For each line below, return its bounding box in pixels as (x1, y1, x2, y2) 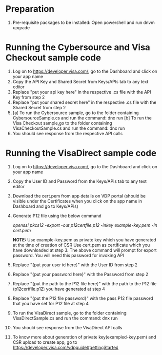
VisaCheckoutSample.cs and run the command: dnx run (12, 125, 125, 131)
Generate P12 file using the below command (12, 213, 101, 218)
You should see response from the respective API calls (12, 130, 123, 136)
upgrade (12, 24, 30, 30)
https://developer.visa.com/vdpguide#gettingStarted (12, 344, 119, 350)
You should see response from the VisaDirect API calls (12, 324, 122, 330)
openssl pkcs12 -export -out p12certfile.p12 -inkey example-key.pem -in (12, 222, 158, 228)
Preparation (5, 3, 55, 15)
